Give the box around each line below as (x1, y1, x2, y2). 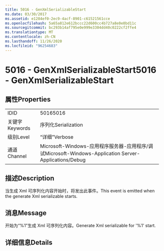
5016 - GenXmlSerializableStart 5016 (5, 64, 157, 76)
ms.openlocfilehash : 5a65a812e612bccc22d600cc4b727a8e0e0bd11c (5, 20, 137, 26)
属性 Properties (5, 96, 51, 104)
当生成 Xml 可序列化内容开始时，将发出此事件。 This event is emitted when (5, 188, 155, 194)
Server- (121, 150, 140, 156)
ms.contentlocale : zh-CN (5, 35, 56, 39)
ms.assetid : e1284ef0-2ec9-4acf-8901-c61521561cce (5, 16, 110, 21)
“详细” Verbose (40, 134, 74, 140)
